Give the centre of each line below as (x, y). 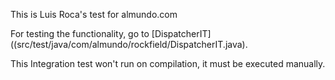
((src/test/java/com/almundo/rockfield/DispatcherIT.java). (129, 44)
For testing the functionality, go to (80, 33)
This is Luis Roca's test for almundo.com (94, 14)
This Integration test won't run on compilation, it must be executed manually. (168, 63)
